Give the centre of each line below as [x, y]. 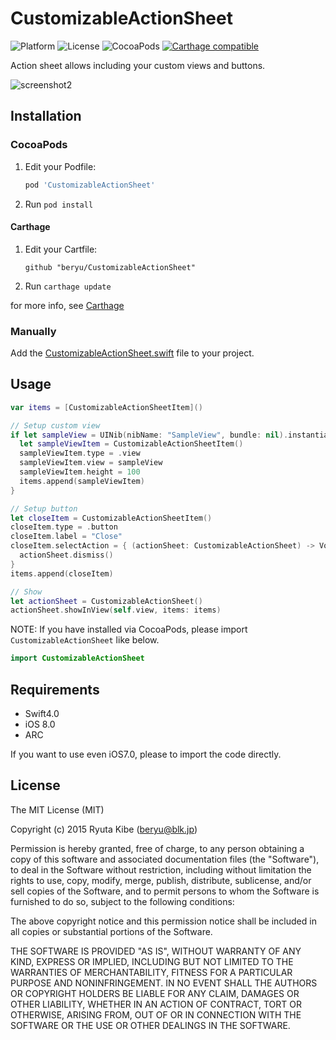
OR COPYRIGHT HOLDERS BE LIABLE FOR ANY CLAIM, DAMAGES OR [155, 993]
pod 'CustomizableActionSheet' [90, 185]
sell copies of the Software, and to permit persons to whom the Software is [165, 891]
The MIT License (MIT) [57, 809]
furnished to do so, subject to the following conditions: [122, 901]
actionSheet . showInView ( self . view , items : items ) [116, 610]
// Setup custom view [55, 425]
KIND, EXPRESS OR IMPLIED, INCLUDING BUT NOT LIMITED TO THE [152, 961]
